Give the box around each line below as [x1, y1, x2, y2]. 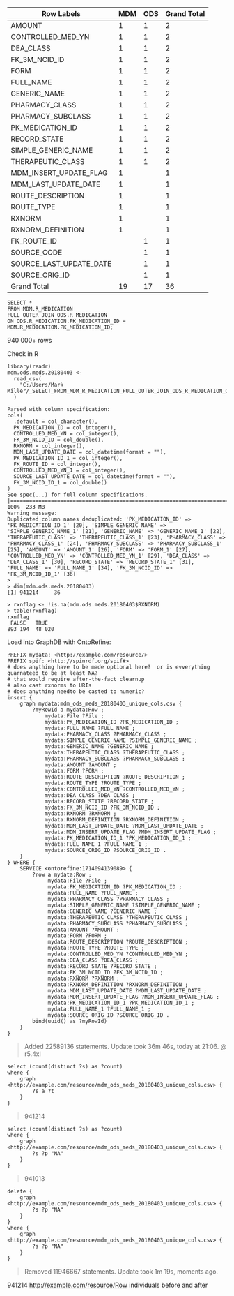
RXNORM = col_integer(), [13, 442, 86, 449]
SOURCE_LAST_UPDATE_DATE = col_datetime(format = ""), [13, 473, 176, 480]
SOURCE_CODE [10, 248, 63, 257]
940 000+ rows [7, 336, 52, 344]
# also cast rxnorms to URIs [7, 682, 92, 689]
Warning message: [7, 509, 58, 516]
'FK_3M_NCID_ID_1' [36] [7, 571, 77, 578]
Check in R [7, 350, 38, 358]
